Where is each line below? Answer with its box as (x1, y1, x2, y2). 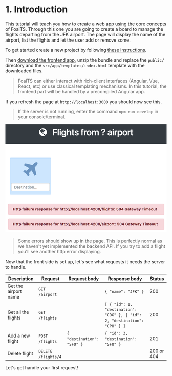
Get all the (7, 309, 29, 315)
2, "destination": (104, 318, 144, 324)
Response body (107, 275, 142, 282)
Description (8, 275, 34, 282)
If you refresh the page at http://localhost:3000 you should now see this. (5, 98, 162, 105)
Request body (68, 275, 99, 282)
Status (149, 275, 165, 282)
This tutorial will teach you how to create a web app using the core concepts (5, 21, 166, 27)
